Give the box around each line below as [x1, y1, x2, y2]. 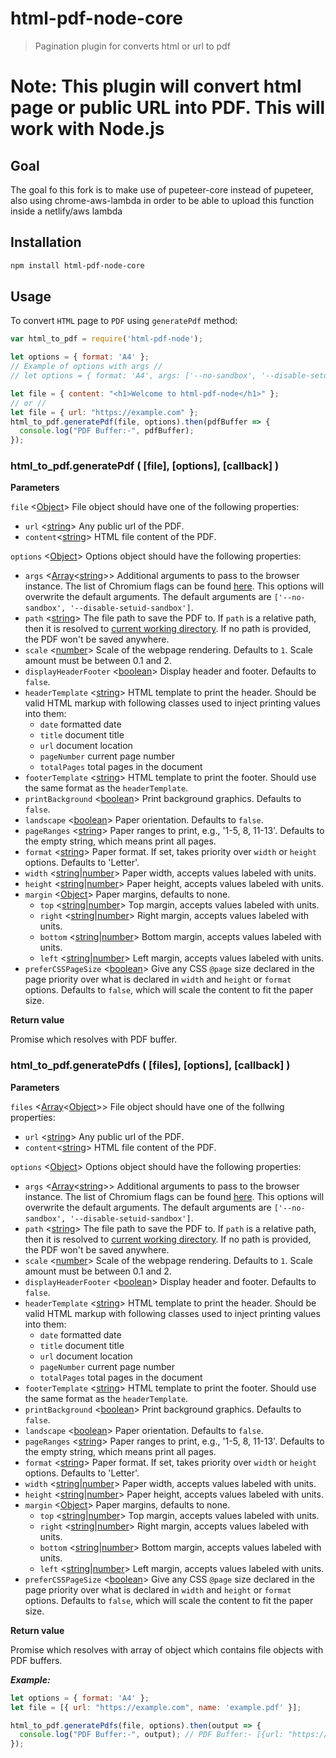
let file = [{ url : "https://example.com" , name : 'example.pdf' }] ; [10, 1702, 302, 1712]
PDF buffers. [10, 1654, 63, 1666]
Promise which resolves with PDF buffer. [10, 1033, 178, 1046]
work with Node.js [10, 118, 165, 141]
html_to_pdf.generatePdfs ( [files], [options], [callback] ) [10, 1058, 291, 1072]
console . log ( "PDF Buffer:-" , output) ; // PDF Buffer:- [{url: [19, 1730, 284, 1740]
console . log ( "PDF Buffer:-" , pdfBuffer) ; [19, 426, 195, 436]
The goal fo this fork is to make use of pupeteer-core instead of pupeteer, [10, 183, 314, 196]
